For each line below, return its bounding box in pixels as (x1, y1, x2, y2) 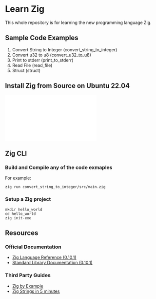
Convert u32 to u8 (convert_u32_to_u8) (12, 52, 92, 58)
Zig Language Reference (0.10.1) (12, 255, 77, 260)
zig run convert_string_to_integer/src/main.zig (5, 185, 106, 190)
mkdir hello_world (5, 207, 42, 212)
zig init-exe (5, 215, 32, 220)
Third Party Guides (5, 272, 51, 279)
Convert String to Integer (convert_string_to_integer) (12, 46, 117, 52)
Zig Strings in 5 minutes (12, 288, 60, 294)
